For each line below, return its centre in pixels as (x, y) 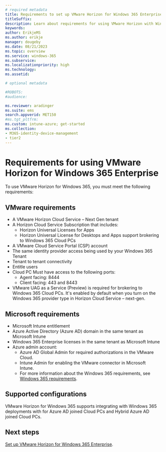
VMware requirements (40, 207)
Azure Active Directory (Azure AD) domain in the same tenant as (78, 331)
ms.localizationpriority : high (37, 65)
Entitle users (25, 267)
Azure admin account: (35, 347)
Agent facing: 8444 (40, 278)
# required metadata (26, 10)
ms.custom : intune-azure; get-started (45, 124)
